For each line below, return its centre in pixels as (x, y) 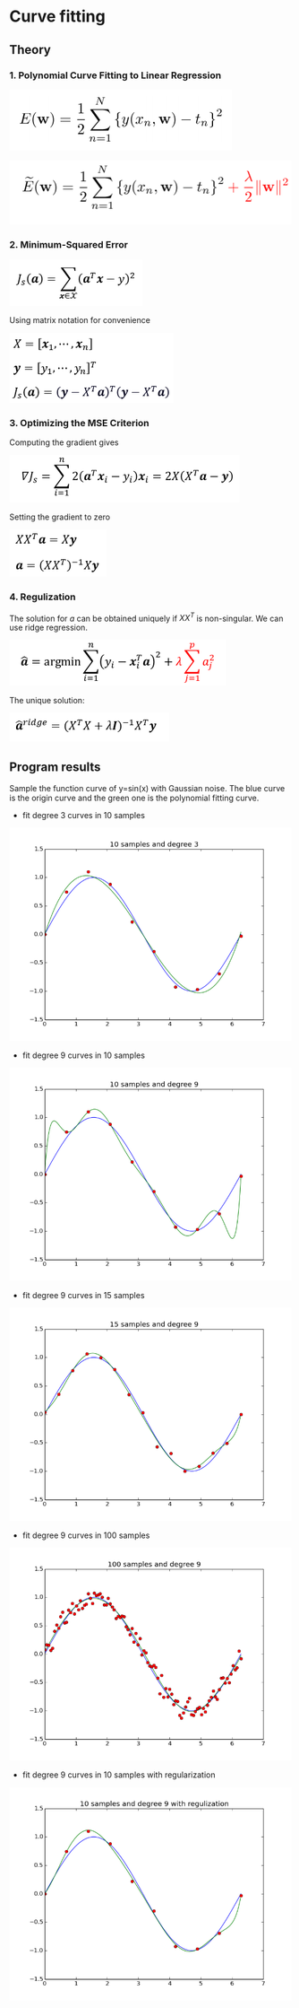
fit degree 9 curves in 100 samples (86, 1535)
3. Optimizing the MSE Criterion (79, 423)
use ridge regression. (48, 628)
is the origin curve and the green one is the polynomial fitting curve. (134, 798)
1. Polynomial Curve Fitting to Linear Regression (115, 75)
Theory (30, 50)
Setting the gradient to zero (60, 517)
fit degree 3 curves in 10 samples (84, 815)
